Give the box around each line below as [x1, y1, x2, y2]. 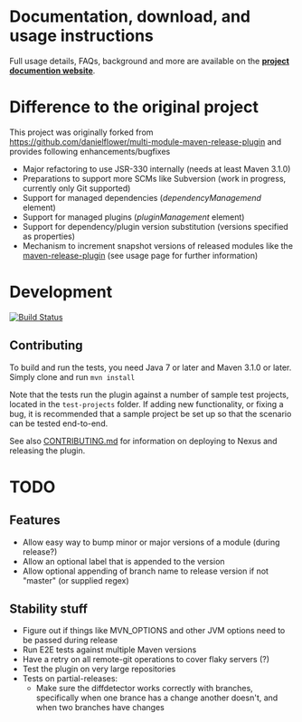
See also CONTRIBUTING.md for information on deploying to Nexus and [9, 435, 278, 446]
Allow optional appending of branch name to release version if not [22, 565, 269, 576]
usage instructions [9, 25, 154, 46]
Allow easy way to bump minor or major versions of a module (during [22, 537, 280, 547]
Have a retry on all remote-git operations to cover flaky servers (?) [22, 654, 269, 665]
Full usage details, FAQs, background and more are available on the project [9, 55, 289, 66]
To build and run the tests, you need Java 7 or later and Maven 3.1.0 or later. [9, 362, 292, 373]
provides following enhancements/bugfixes [9, 146, 171, 157]
